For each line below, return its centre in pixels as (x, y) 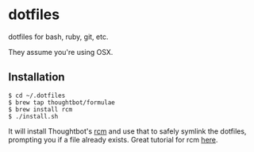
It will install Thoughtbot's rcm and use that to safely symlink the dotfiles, (127, 131)
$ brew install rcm (40, 109)
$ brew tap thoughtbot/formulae (62, 102)
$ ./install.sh (33, 116)
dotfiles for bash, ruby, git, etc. (58, 37)
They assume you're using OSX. (61, 52)
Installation (37, 77)
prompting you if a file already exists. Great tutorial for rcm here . (113, 139)
